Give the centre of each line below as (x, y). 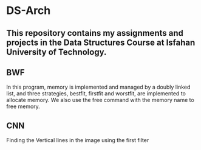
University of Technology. (56, 52)
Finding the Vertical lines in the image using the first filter (78, 140)
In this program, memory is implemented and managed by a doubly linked (98, 87)
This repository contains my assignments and (95, 33)
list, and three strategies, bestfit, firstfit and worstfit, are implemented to (96, 94)
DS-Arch (29, 11)
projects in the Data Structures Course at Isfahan (101, 42)
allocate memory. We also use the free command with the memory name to (100, 100)
